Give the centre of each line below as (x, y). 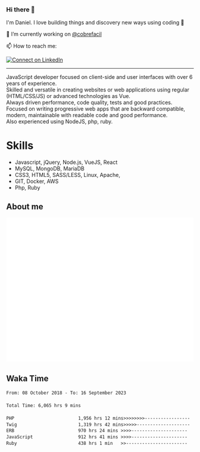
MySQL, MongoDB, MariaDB (49, 169)
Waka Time (27, 378)
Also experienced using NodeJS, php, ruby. (60, 121)
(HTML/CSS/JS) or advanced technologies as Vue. (68, 96)
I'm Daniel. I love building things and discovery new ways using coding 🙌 (95, 23)
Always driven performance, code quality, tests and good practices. (89, 103)
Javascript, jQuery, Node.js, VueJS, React (66, 162)
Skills (20, 146)
